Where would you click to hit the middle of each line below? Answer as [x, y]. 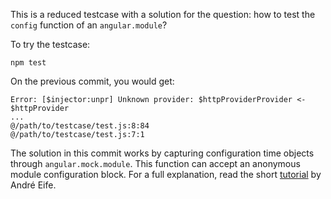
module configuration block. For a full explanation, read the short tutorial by [166, 174]
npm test [28, 63]
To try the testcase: [50, 44]
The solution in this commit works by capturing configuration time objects [162, 153]
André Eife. [33, 185]
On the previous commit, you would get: [92, 81]
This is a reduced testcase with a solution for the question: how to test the [163, 14]
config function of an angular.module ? [89, 25]
